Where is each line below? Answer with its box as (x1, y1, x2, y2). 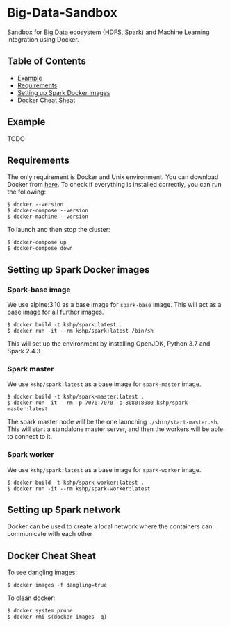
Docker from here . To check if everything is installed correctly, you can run (7, 181, 222, 189)
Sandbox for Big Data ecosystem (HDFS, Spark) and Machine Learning (7, 28, 210, 36)
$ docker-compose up (7, 239, 67, 246)
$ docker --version (7, 201, 64, 208)
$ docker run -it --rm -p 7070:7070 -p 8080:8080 (7, 399, 154, 407)
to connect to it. (7, 433, 53, 441)
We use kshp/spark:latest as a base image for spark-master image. (7, 380, 202, 388)
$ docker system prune (7, 608, 73, 615)
